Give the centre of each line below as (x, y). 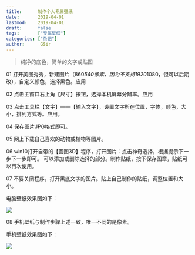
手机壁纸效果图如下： (32, 234)
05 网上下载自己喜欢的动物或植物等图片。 (56, 139)
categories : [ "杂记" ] (32, 39)
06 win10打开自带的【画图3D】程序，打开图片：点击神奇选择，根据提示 (93, 151)
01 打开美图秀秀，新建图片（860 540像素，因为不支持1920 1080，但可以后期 (98, 74)
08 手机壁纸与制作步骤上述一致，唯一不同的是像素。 (69, 222)
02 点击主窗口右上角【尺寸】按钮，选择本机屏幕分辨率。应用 (80, 94)
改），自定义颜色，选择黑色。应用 (46, 81)
